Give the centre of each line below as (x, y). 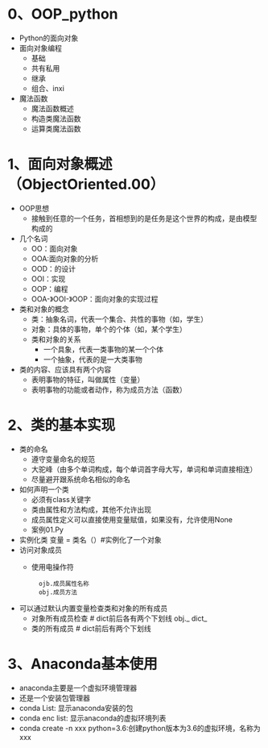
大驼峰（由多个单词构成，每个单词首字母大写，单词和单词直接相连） (144, 469)
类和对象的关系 (56, 339)
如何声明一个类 (44, 489)
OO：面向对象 (54, 248)
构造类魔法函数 (56, 118)
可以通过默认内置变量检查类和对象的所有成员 (93, 608)
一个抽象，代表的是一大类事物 (93, 359)
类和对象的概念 (44, 309)
